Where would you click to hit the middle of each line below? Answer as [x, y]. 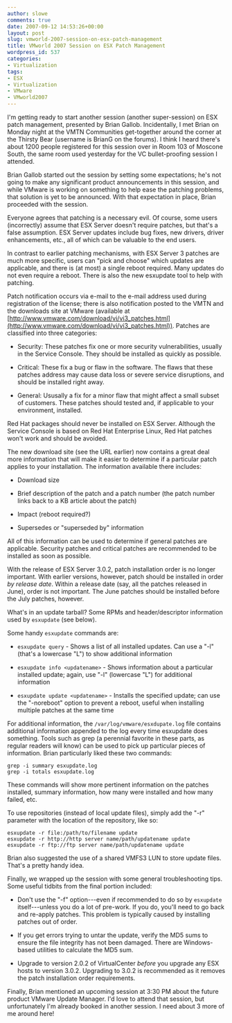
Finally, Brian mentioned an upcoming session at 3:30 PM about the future [113, 991]
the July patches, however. [46, 599]
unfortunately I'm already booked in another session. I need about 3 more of [116, 1006]
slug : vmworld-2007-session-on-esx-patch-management [85, 40]
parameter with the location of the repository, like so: [82, 820]
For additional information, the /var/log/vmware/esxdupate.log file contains [114, 723]
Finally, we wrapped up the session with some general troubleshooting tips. [115, 879]
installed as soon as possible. [49, 556]
